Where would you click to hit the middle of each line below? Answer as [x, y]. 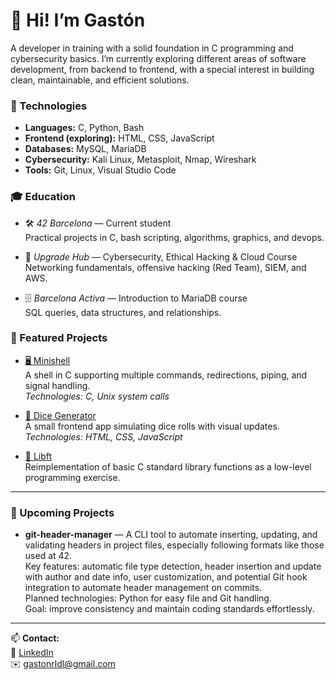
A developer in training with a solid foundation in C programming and [152, 48]
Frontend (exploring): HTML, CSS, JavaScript [119, 138]
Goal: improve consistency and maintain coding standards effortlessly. [169, 609]
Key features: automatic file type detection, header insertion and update [173, 566]
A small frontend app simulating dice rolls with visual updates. [152, 426]
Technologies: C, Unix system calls [97, 396]
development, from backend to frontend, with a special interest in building [162, 69]
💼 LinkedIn [32, 653]
